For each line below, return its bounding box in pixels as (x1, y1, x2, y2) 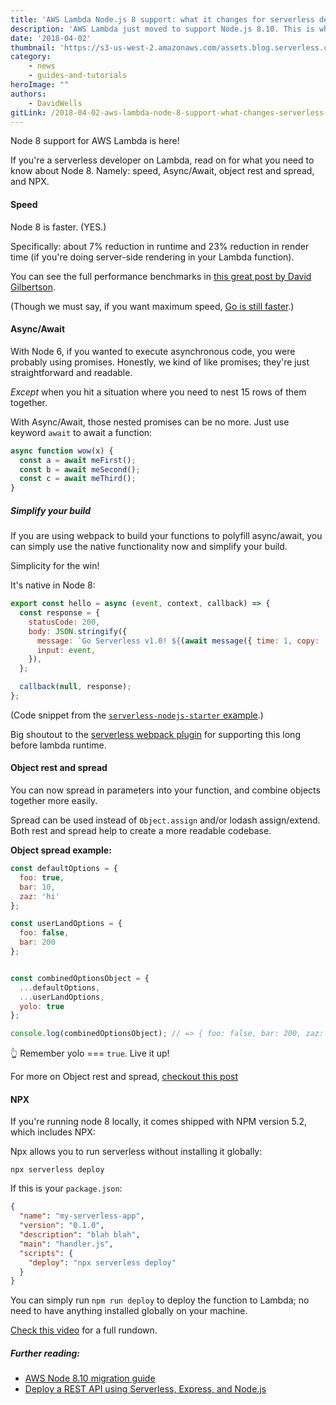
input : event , (36, 645, 97, 655)
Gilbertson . (10, 281, 56, 293)
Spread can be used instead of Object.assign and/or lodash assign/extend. (10, 814, 321, 826)
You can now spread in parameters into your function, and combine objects (10, 784, 321, 796)
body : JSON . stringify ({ (28, 626, 128, 636)
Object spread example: (10, 844, 112, 856)
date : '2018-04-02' (10, 33, 92, 43)
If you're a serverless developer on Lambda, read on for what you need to (10, 154, 315, 166)
